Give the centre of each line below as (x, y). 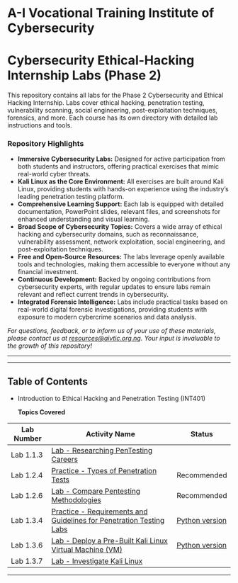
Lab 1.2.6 (27, 496)
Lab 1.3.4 (27, 521)
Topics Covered (41, 412)
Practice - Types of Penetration (104, 471)
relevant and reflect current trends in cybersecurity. (93, 295)
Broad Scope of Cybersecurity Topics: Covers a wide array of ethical (120, 227)
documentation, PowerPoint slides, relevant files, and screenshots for (119, 212)
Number (28, 438)
